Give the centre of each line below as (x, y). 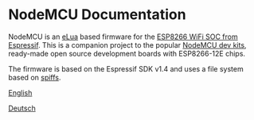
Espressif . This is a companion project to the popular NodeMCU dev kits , (127, 45)
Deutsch (22, 108)
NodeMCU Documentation (97, 15)
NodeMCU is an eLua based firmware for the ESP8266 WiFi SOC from (123, 37)
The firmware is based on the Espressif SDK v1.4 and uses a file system (126, 68)
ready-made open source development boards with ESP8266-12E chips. (127, 53)
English (20, 92)
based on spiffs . (35, 77)
